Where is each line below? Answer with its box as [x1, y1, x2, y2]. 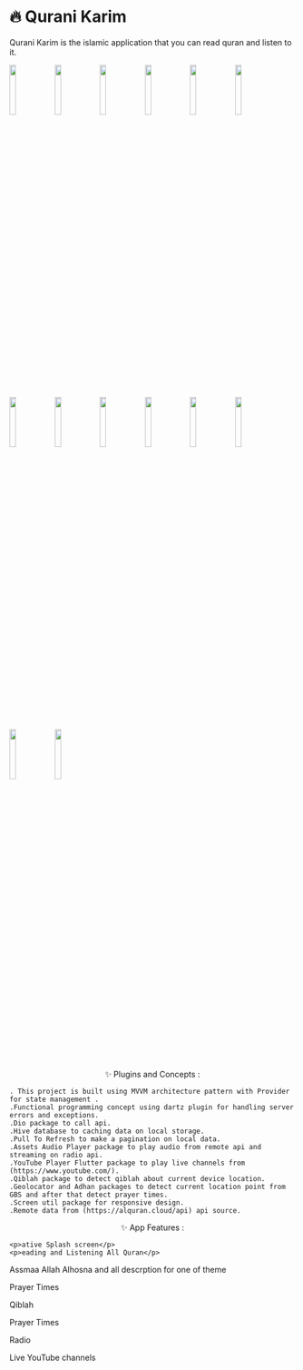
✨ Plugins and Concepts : [104, 1068, 200, 1079]
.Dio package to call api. [9, 1118, 112, 1127]
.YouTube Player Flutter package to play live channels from [9, 1158, 246, 1167]
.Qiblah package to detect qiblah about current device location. [9, 1174, 266, 1183]
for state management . [9, 1095, 100, 1104]
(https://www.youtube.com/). [9, 1166, 120, 1176]
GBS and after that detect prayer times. [9, 1190, 169, 1199]
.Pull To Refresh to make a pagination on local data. [9, 1134, 221, 1144]
